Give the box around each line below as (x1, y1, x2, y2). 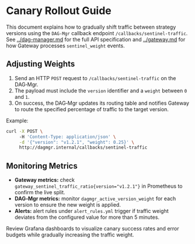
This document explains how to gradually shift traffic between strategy (6, 23, 176, 30)
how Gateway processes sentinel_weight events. (6, 42, 125, 49)
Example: (6, 117, 29, 124)
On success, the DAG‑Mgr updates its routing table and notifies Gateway (14, 99, 190, 106)
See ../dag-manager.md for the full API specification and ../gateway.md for (6, 36, 186, 43)
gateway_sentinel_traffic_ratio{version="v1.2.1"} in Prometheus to (14, 183, 183, 190)
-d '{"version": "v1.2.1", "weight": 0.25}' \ (19, 139, 134, 145)
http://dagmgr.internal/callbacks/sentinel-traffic (19, 145, 148, 150)
